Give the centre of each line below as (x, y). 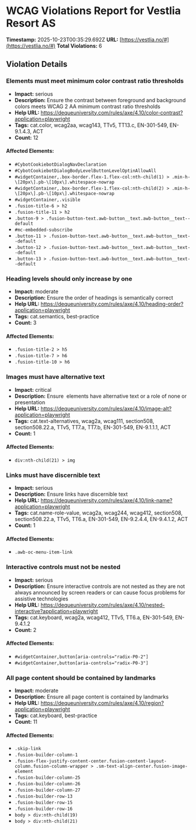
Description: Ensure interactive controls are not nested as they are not (100, 586)
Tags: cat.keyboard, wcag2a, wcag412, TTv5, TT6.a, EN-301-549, (94, 617)
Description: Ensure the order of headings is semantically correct (94, 298)
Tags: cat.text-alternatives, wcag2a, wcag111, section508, (84, 421)
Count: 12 (27, 137)
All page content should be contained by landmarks (81, 678)
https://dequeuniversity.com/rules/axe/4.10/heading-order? (112, 304)
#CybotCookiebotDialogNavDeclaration (61, 164)
